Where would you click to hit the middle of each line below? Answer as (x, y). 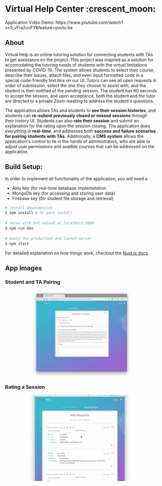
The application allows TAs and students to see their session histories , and (81, 110)
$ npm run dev (19, 228)
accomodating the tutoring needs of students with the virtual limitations (76, 65)
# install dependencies (29, 208)
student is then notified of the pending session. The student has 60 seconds (81, 90)
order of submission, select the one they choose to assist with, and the (76, 85)
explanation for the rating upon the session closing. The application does (78, 126)
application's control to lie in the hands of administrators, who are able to (78, 141)
